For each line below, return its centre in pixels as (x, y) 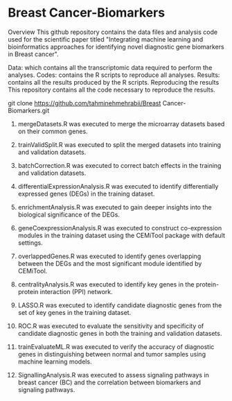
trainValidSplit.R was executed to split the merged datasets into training (119, 144)
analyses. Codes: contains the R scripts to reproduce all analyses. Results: (114, 75)
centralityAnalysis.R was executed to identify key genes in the (106, 284)
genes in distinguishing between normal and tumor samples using (112, 354)
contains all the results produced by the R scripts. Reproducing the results (114, 82)
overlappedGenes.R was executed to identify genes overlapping (109, 256)
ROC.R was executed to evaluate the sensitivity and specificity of (111, 326)
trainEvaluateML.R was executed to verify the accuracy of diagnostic (116, 347)
